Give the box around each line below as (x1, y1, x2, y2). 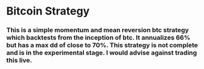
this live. (6, 56, 32, 65)
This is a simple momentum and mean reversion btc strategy (6, 26, 189, 34)
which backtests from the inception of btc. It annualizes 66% (6, 33, 191, 42)
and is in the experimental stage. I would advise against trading (6, 48, 197, 57)
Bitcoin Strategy (6, 4, 90, 18)
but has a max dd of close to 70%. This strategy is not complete (6, 41, 199, 50)
